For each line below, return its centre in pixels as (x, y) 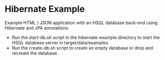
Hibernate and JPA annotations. (37, 28)
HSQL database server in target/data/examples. (60, 42)
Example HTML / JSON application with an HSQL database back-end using (81, 23)
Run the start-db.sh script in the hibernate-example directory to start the (86, 37)
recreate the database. (35, 53)
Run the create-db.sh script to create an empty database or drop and (82, 48)
